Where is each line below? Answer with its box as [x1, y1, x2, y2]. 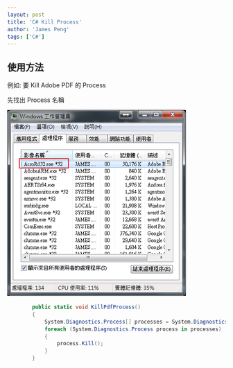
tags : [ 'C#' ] [7, 33, 45, 40]
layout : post [7, 11, 45, 18]
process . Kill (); [56, 340, 104, 347]
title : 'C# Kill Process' [7, 18, 82, 26]
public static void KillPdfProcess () [32, 304, 141, 311]
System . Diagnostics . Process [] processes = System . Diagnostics [44, 318, 228, 325]
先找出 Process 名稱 [7, 96, 64, 104]
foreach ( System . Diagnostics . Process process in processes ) [44, 326, 222, 333]
